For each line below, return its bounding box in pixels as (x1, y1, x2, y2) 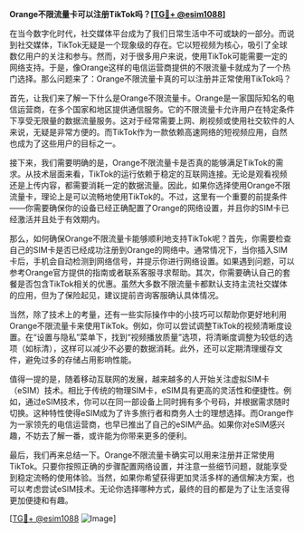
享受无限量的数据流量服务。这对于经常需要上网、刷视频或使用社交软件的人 (16, 115, 295, 126)
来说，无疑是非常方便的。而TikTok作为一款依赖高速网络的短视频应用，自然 (9, 127, 288, 137)
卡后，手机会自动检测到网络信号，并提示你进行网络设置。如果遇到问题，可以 (9, 256, 295, 266)
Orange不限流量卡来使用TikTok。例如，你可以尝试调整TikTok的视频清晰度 (9, 321, 285, 331)
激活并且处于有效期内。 (16, 214, 105, 225)
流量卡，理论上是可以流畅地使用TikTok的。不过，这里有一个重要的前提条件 (9, 191, 288, 202)
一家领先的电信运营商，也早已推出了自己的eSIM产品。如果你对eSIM (16, 419, 270, 430)
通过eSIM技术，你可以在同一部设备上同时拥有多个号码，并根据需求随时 (24, 396, 290, 407)
